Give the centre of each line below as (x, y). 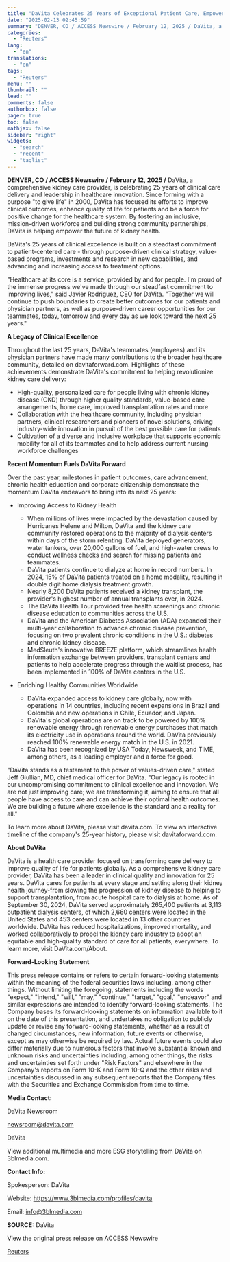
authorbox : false (32, 109)
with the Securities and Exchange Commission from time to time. (98, 1084)
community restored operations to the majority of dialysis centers (119, 533)
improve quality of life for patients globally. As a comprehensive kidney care (114, 868)
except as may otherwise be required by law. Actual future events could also (115, 1040)
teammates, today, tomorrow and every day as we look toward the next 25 (112, 316)
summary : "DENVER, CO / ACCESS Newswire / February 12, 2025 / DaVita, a (115, 26)
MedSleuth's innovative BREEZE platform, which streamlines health (122, 650)
